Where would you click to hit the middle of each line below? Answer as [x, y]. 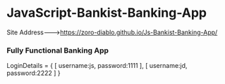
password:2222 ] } [34, 73]
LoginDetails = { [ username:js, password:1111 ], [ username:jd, [97, 66]
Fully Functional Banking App [58, 50]
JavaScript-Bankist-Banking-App [107, 13]
